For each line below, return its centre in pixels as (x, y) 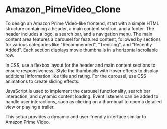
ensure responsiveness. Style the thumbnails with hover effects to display (82, 70)
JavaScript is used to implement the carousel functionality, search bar (78, 91)
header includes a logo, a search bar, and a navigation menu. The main (79, 34)
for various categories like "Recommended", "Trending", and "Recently (79, 44)
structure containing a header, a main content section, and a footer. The (80, 28)
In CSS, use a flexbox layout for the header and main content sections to (80, 65)
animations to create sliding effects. (42, 81)
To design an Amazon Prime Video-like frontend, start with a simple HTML (82, 23)
